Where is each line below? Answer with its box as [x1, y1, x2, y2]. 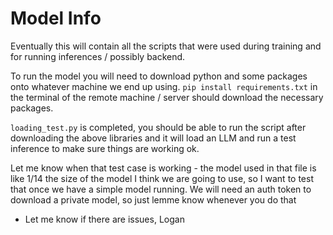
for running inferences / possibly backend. [10, 50, 186, 62]
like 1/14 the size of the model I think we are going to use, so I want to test [10, 172, 314, 184]
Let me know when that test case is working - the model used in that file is [10, 162, 317, 174]
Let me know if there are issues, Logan [24, 213, 185, 225]
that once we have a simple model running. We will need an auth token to [10, 183, 312, 195]
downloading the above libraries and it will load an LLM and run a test [10, 132, 297, 144]
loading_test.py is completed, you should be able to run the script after [10, 121, 307, 133]
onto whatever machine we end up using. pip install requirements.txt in [10, 80, 318, 92]
